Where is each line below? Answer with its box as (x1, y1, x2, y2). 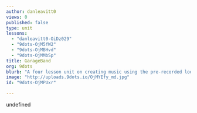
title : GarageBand (6, 58, 51, 64)
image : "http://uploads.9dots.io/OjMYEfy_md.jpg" (6, 74, 130, 80)
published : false (6, 19, 49, 25)
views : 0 (6, 14, 28, 20)
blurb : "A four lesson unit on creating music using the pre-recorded (6, 69, 182, 75)
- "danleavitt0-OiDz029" (11, 36, 72, 42)
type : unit (6, 25, 33, 31)
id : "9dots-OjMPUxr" (6, 80, 57, 86)
